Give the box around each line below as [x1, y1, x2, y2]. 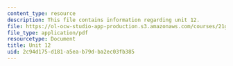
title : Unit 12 [7, 42, 51, 49]
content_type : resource [7, 10, 76, 17]
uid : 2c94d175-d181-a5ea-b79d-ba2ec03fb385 [7, 49, 135, 56]
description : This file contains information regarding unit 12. [7, 16, 200, 23]
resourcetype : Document [7, 36, 76, 43]
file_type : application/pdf [7, 29, 89, 36]
